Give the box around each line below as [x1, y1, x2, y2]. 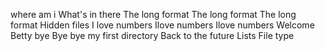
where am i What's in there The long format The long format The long [10, 9, 297, 20]
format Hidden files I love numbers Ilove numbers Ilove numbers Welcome [10, 19, 315, 31]
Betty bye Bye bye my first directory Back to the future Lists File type [10, 30, 295, 41]
